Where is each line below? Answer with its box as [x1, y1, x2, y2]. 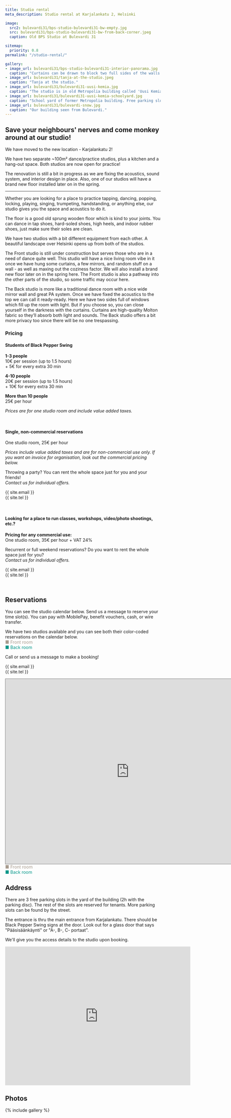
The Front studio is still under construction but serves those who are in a [5, 250, 153, 257]
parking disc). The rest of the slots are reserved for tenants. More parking [5, 902, 155, 908]
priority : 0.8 [9, 48, 38, 53]
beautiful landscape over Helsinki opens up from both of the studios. [5, 241, 145, 247]
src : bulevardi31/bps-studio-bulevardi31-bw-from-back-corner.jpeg [9, 30, 152, 35]
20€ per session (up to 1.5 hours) [5, 378, 73, 384]
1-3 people [5, 353, 28, 359]
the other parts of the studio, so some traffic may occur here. [5, 277, 130, 283]
